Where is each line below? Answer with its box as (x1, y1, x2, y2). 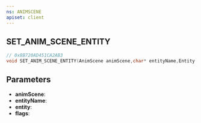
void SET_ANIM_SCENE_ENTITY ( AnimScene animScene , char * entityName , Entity (6, 58, 196, 64)
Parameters (6, 74, 51, 85)
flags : (14, 109, 30, 117)
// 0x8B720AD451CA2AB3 (6, 52, 63, 59)
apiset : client (6, 14, 45, 20)
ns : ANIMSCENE (6, 8, 42, 15)
